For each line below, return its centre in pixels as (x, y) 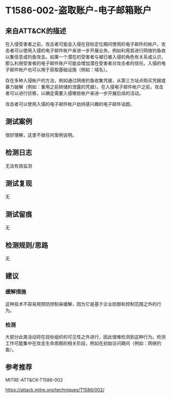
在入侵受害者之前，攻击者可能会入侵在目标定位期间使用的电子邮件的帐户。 (83, 44)
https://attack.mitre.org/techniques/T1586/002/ (55, 390)
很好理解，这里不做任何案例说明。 (41, 135)
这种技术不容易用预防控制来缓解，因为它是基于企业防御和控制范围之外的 (81, 304)
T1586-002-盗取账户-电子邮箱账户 (78, 10)
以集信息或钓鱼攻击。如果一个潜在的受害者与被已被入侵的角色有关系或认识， (85, 57)
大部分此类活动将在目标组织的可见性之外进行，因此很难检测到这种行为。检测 (85, 337)
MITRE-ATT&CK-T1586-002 (34, 380)
